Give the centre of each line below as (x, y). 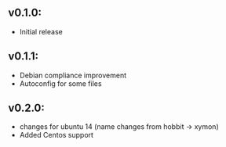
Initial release (41, 31)
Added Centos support (56, 135)
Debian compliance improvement (73, 75)
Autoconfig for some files (60, 83)
